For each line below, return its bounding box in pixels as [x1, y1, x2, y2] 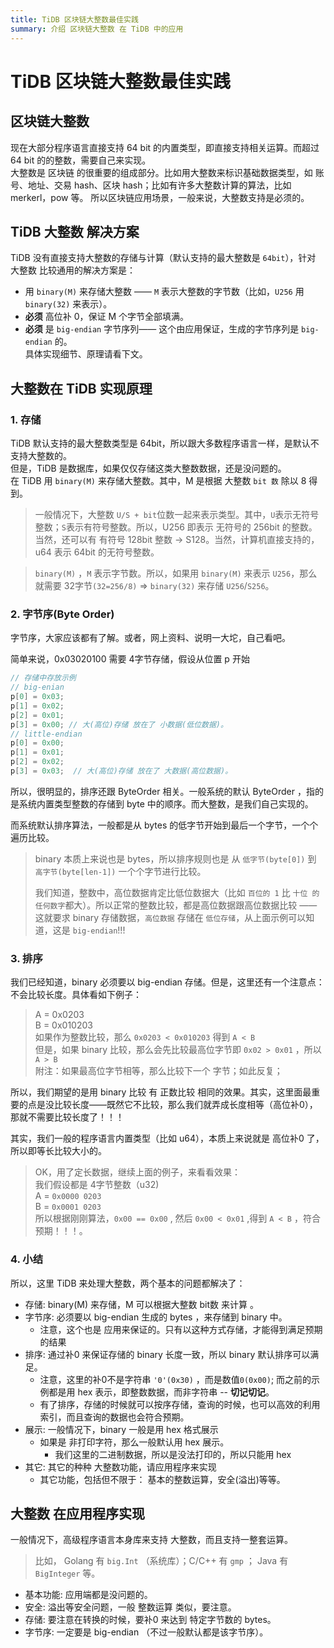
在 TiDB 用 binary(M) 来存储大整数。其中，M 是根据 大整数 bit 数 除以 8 [10, 475, 307, 486]
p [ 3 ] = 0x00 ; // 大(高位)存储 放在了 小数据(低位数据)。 [10, 719, 228, 730]
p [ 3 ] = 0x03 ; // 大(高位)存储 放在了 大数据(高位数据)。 [10, 766, 233, 776]
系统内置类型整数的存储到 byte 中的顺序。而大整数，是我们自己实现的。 [18, 797, 314, 810]
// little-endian [10, 729, 83, 739]
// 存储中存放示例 [10, 673, 77, 683]
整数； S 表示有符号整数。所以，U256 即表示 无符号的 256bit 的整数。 [34, 521, 318, 533]
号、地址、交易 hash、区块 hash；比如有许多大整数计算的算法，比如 [10, 179, 292, 191]
